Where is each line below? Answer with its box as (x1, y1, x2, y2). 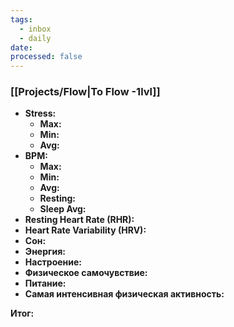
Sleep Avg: (39, 203, 87, 215)
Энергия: (24, 246, 66, 258)
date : (10, 42, 33, 53)
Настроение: (24, 256, 83, 268)
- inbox (19, 24, 52, 34)
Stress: (24, 107, 57, 120)
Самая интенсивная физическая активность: (24, 288, 225, 300)
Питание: (24, 277, 67, 290)
